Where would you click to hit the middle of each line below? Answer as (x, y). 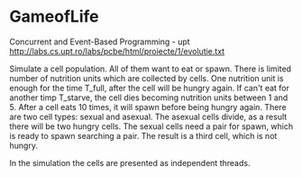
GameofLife (54, 17)
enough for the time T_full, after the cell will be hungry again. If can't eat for (150, 88)
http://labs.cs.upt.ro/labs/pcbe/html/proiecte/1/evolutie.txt (117, 51)
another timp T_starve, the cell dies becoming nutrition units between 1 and (149, 98)
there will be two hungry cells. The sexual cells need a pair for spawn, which (151, 126)
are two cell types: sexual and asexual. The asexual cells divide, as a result (148, 116)
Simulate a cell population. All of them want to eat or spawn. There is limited (150, 69)
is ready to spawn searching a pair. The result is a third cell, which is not (143, 135)
